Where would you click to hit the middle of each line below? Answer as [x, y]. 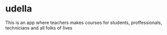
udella [19, 9]
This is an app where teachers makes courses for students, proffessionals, [84, 22]
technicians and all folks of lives [39, 27]
